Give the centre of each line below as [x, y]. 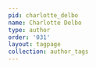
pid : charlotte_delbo [43, 15]
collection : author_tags [48, 52]
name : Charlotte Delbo [45, 23]
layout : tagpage [34, 45]
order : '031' [29, 37]
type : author [29, 30]
